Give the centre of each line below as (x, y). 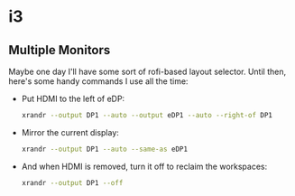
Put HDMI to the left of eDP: (73, 98)
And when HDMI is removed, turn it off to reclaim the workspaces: (144, 166)
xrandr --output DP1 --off (72, 182)
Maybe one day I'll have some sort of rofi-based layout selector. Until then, (147, 71)
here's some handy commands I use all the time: (98, 81)
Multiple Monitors (60, 50)
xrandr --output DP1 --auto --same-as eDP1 (105, 149)
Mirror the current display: (70, 132)
